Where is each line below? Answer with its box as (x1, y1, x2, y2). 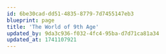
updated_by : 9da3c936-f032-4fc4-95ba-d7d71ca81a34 (6, 29, 160, 37)
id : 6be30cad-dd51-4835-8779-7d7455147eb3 (6, 10, 134, 18)
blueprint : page (6, 17, 55, 24)
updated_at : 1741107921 (6, 36, 77, 43)
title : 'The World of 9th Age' (6, 23, 99, 30)
